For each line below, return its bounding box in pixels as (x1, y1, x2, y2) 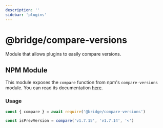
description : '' (5, 7, 40, 13)
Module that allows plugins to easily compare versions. (5, 51, 121, 57)
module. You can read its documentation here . (5, 85, 103, 91)
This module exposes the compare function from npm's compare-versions (5, 80, 158, 86)
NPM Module (5, 66, 48, 74)
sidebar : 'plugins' (5, 12, 47, 17)
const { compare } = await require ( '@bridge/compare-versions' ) (5, 109, 146, 114)
